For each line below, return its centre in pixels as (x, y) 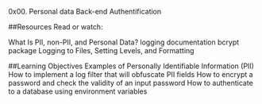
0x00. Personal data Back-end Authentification (85, 12)
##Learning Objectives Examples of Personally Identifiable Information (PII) (131, 66)
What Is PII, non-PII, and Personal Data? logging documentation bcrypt (124, 42)
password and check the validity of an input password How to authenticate (131, 83)
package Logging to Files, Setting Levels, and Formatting (101, 50)
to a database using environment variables (78, 91)
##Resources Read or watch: (56, 27)
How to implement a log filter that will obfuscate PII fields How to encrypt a (131, 74)
